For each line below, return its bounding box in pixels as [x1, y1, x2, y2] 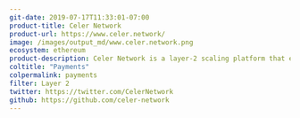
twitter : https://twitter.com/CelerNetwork [9, 87, 174, 96]
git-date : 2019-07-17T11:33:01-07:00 [9, 12, 150, 22]
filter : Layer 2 [9, 79, 70, 88]
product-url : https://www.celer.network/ [9, 29, 166, 38]
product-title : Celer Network [9, 21, 122, 30]
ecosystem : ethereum [9, 46, 87, 55]
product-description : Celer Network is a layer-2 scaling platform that [9, 54, 286, 63]
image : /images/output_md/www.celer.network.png [9, 37, 194, 47]
